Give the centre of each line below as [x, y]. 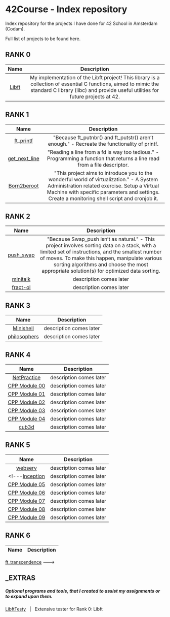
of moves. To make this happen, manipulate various [101, 258]
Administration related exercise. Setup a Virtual [103, 185]
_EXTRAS [20, 578]
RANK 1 [17, 115]
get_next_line [24, 158]
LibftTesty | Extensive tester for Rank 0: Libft [54, 609]
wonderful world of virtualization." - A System [103, 179]
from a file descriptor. [103, 165]
